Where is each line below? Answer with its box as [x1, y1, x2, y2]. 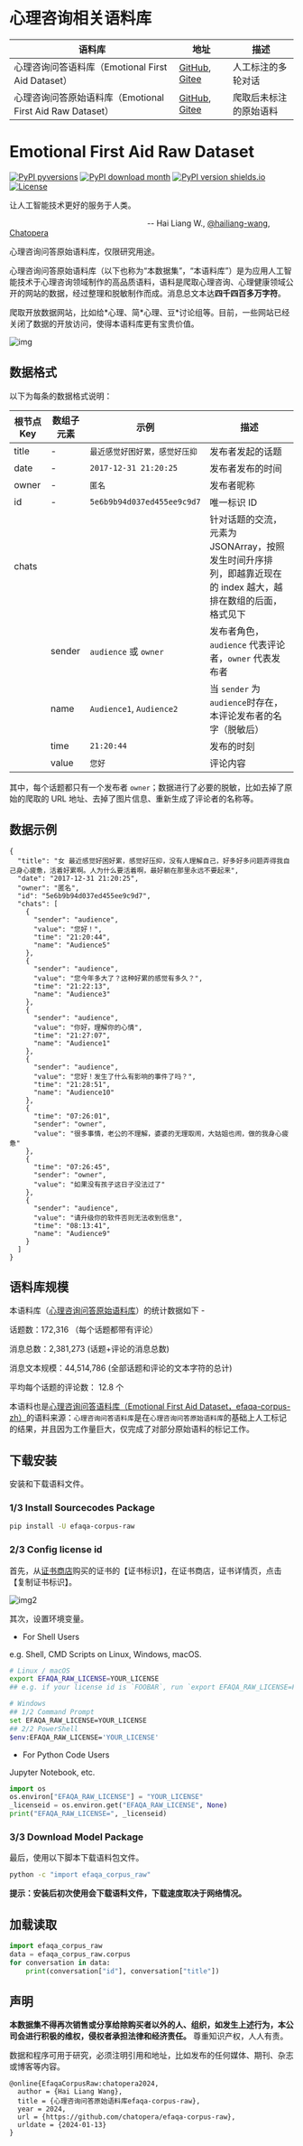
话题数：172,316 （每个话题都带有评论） [9, 1325, 158, 1335]
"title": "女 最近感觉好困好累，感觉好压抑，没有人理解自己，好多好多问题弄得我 [17, 856, 284, 866]
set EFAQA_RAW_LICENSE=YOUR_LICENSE [9, 1716, 147, 1725]
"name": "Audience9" [32, 1229, 111, 1238]
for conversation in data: [9, 1958, 111, 1967]
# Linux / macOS [9, 1666, 70, 1675]
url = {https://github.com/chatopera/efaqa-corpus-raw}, [17, 2113, 236, 2122]
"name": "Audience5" [32, 941, 111, 950]
